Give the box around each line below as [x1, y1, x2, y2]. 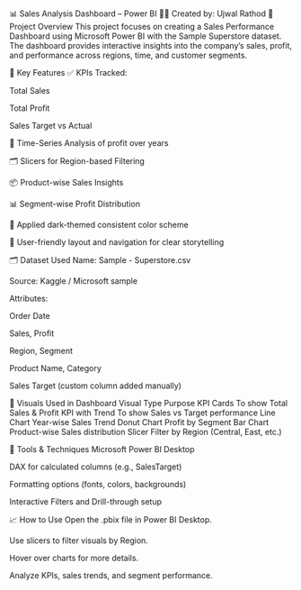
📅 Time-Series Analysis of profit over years [9, 138, 169, 148]
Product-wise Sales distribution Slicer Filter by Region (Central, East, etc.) [9, 427, 282, 437]
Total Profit [9, 103, 50, 113]
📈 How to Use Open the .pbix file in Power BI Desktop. [9, 514, 213, 525]
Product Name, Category [9, 363, 102, 373]
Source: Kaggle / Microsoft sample [9, 276, 137, 286]
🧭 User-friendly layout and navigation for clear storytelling [9, 237, 225, 247]
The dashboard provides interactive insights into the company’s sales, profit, [9, 41, 293, 50]
